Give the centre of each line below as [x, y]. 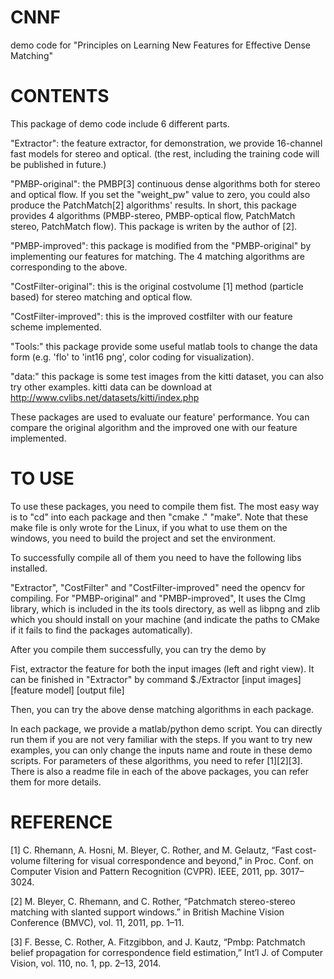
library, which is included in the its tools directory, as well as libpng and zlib [165, 608]
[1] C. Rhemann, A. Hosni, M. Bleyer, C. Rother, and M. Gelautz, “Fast [151, 850]
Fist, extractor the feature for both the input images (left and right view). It [162, 668]
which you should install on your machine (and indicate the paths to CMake [165, 619]
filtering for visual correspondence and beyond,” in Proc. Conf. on [178, 860]
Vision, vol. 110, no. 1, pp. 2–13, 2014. [86, 963]
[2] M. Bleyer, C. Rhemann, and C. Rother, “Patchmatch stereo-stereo [153, 901]
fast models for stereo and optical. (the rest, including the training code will [165, 153]
